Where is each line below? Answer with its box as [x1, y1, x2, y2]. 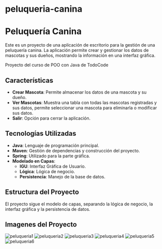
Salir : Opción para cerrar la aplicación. [12, 115, 91, 121]
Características [5, 76, 54, 84]
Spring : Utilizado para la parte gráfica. [12, 153, 90, 159]
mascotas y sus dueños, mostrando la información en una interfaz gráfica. [5, 52, 156, 58]
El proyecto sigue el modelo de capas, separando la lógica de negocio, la [5, 201, 153, 207]
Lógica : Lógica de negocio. [19, 168, 75, 174]
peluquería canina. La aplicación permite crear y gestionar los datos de [5, 48, 149, 53]
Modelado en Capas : [12, 158, 55, 164]
